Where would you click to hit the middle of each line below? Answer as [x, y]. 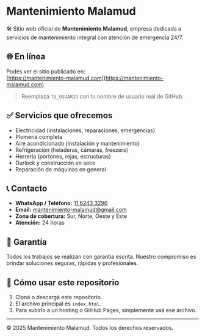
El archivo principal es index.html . [58, 304]
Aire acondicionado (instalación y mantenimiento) [77, 143]
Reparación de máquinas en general [61, 169]
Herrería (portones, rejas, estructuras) [63, 156]
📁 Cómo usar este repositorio [63, 282]
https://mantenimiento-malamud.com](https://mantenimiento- [86, 78]
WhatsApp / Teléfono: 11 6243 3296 [61, 203]
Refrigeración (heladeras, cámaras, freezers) [72, 150]
